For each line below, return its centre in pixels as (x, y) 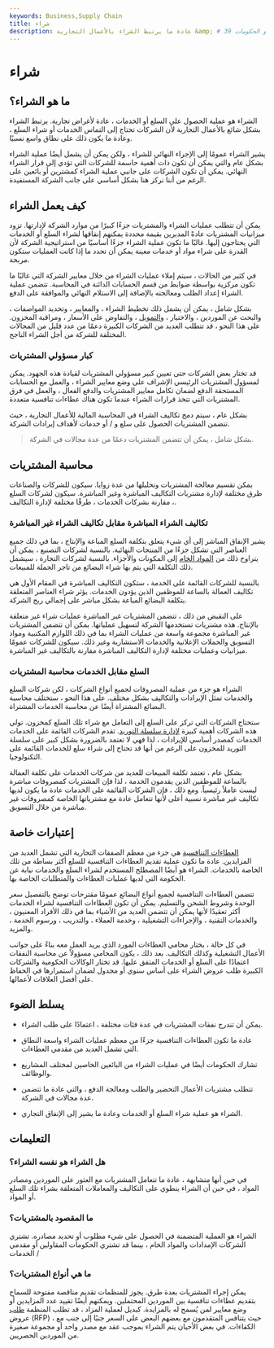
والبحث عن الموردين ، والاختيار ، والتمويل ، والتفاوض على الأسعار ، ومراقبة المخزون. (135, 317)
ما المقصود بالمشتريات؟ (51, 1218)
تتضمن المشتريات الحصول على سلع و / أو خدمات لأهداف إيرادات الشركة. (120, 423)
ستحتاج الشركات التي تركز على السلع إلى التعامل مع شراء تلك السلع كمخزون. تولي (135, 722)
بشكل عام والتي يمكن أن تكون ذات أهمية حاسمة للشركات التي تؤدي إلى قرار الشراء (136, 163)
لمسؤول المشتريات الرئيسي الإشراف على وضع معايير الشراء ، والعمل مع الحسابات (134, 382)
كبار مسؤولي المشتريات (51, 356)
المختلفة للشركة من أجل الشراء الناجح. (68, 335)
